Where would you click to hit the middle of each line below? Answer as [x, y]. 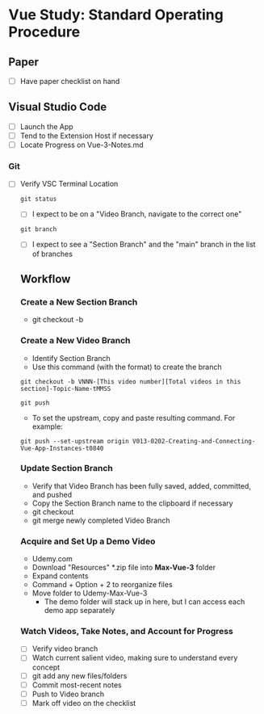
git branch [38, 229]
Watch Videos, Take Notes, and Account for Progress [127, 632]
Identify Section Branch [71, 358]
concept [46, 667]
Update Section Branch [66, 468]
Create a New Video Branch [75, 341]
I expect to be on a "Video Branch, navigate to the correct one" [137, 214]
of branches [52, 254]
